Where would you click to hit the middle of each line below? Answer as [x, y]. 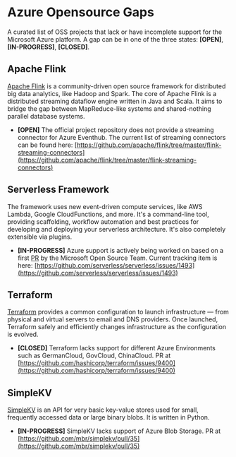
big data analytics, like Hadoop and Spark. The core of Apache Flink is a [112, 93]
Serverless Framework [58, 190]
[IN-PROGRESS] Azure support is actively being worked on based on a [120, 250]
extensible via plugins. [40, 237]
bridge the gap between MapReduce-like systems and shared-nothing [109, 108]
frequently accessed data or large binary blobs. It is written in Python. [108, 417]
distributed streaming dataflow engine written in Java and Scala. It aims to [115, 101]
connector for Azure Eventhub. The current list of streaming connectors [122, 137]
